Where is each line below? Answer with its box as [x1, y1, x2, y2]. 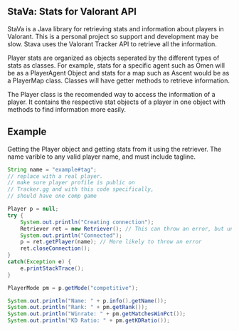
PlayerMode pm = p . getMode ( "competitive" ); [7, 284, 139, 291]
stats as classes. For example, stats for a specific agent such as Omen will [7, 61, 225, 70]
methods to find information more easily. [7, 105, 127, 113]
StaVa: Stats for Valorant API [7, 6, 137, 18]
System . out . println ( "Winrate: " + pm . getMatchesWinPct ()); [7, 310, 186, 317]
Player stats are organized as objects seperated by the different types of [7, 53, 220, 62]
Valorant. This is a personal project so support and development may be [7, 32, 219, 41]
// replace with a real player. [7, 172, 103, 180]
